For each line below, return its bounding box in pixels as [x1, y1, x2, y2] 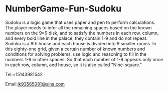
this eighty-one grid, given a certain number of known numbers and [5, 46, 145, 52]
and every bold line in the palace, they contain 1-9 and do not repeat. [5, 35, 148, 41]
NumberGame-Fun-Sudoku [5, 3, 122, 14]
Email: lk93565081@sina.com [5, 81, 65, 87]
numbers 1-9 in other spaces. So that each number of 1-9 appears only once [5, 56, 163, 62]
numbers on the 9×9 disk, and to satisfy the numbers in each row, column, [5, 30, 159, 36]
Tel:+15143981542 [5, 71, 43, 77]
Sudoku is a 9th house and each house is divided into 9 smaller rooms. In [5, 40, 156, 46]
